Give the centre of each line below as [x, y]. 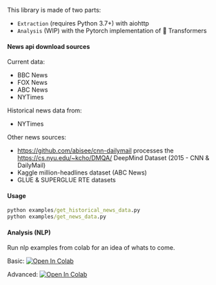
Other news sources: [37, 137]
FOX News [32, 83]
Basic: [16, 261]
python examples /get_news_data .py [57, 217]
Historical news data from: [45, 110]
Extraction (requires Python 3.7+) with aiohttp [83, 23]
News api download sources [49, 46]
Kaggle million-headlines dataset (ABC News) [82, 173]
